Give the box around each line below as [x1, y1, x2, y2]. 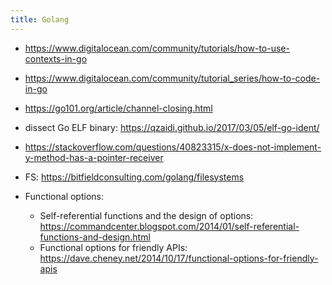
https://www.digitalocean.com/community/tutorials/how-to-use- [24, 42, 290, 54]
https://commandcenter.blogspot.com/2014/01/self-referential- [39, 220, 300, 232]
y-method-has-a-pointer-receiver [24, 151, 164, 163]
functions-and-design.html [39, 231, 151, 243]
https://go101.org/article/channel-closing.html [24, 102, 213, 114]
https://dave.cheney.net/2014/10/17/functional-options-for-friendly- [39, 252, 319, 264]
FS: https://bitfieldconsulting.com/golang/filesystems [24, 171, 245, 183]
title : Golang [10, 14, 70, 25]
